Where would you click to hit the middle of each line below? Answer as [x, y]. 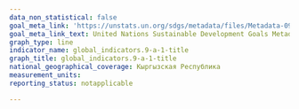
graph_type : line [41, 42]
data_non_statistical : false [63, 17]
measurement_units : [45, 75]
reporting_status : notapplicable [71, 83]
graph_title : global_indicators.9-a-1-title [93, 58]
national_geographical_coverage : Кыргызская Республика [115, 67]
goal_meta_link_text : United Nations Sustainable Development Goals [139, 34]
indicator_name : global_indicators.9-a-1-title [99, 51]
